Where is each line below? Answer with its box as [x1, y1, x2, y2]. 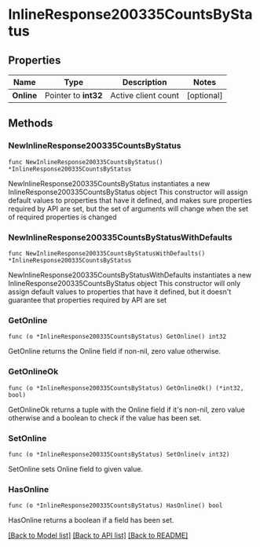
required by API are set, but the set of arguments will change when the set [8, 204, 249, 213]
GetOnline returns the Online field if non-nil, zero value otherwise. [8, 347, 222, 356]
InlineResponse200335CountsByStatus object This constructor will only [8, 278, 241, 288]
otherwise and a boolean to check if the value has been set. [8, 413, 202, 422]
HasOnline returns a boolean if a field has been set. [8, 516, 174, 525]
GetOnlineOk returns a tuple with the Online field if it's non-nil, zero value [8, 405, 245, 414]
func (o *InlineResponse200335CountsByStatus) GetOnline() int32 [8, 332, 226, 341]
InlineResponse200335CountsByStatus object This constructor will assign [8, 187, 248, 196]
